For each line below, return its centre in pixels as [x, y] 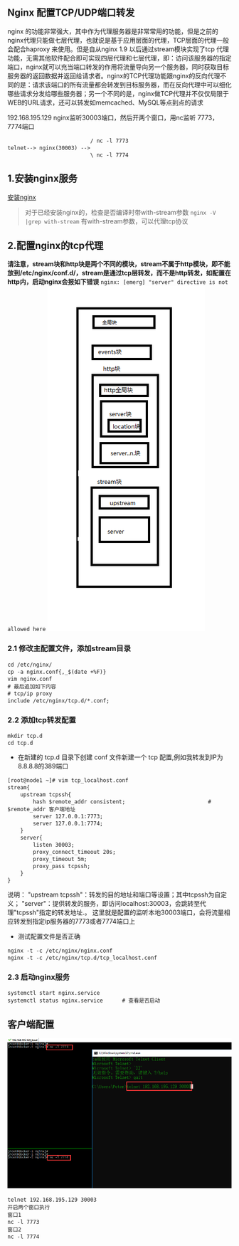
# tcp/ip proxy [30, 693]
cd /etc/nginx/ [30, 665]
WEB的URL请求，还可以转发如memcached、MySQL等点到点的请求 [106, 102]
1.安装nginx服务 [43, 179]
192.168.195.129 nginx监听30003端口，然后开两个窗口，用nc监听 [102, 117]
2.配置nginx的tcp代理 [55, 246]
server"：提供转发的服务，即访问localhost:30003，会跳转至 [112, 904]
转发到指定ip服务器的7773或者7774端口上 [74, 922]
